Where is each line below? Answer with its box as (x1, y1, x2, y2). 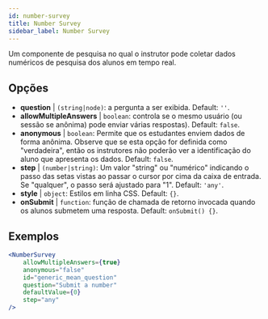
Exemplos (8, 229, 59, 243)
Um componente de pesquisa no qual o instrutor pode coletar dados (8, 49, 237, 59)
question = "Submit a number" (23, 281, 117, 289)
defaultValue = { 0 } (23, 288, 82, 296)
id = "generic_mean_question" (23, 273, 117, 282)
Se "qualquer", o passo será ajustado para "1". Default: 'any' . (19, 180, 224, 190)
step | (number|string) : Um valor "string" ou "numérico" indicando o (19, 163, 249, 172)
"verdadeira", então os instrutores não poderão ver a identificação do (19, 146, 252, 155)
